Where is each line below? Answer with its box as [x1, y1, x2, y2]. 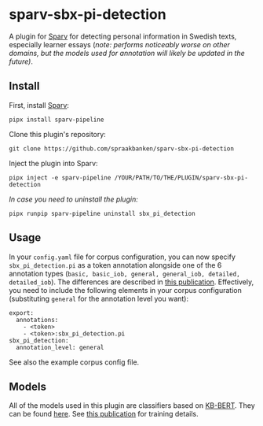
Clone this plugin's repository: [9, 129, 107, 139]
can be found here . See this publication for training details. [9, 409, 199, 419]
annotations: [16, 316, 59, 324]
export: [9, 309, 35, 317]
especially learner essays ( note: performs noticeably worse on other [9, 39, 231, 49]
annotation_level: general [16, 343, 104, 351]
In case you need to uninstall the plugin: [9, 194, 138, 204]
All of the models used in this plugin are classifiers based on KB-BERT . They [9, 401, 256, 410]
